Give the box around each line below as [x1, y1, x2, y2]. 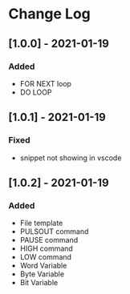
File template [19, 218, 63, 228]
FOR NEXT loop [19, 79, 72, 88]
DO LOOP [19, 87, 52, 97]
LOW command [19, 252, 72, 262]
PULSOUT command [19, 227, 89, 236]
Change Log [8, 5, 91, 23]
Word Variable [19, 261, 67, 271]
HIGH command [19, 244, 74, 253]
